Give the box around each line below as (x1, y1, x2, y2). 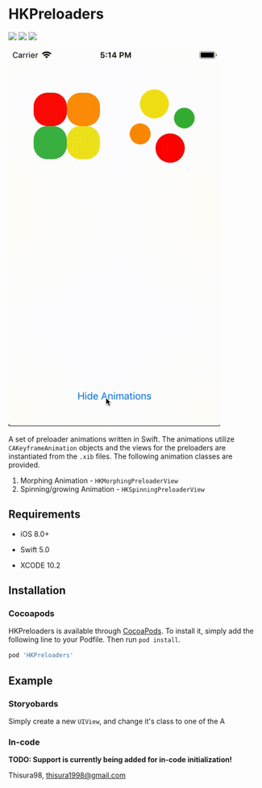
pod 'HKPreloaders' (8, 652, 74, 660)
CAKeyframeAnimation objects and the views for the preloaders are (8, 442, 227, 452)
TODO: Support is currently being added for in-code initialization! (8, 755, 232, 765)
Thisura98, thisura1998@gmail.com (8, 770, 127, 780)
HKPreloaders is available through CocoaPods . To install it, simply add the (8, 627, 254, 636)
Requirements (8, 508, 81, 522)
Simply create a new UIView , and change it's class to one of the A (8, 716, 226, 726)
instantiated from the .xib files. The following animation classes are (8, 451, 233, 461)
